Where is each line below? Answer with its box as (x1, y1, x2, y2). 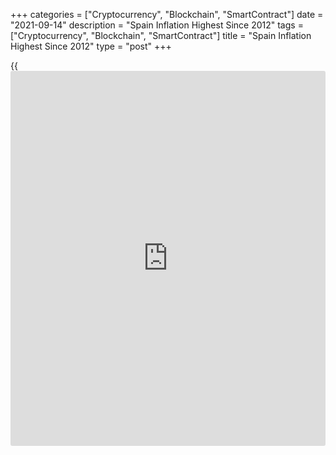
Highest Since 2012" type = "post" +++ (10, 40, 172, 52)
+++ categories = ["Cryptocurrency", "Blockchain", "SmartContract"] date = (10, 9, 324, 20)
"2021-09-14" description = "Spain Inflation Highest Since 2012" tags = (10, 19, 304, 31)
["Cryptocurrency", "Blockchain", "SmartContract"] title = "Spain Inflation (10, 30, 312, 41)
